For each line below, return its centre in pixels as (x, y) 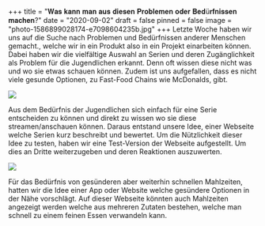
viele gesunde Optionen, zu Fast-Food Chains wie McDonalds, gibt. (118, 79)
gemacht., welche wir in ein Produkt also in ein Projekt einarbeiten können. (130, 46)
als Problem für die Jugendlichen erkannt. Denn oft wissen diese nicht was (130, 63)
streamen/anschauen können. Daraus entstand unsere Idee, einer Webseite (131, 126)
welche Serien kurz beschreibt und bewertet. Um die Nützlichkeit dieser (125, 135)
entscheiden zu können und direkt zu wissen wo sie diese (102, 118)
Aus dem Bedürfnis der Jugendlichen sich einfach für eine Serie (113, 109)
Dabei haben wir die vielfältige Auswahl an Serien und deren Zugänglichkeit (131, 54)
